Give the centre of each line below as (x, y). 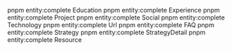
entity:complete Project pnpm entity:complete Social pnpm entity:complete (116, 17)
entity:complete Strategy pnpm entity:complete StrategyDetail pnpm (106, 32)
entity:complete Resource (45, 40)
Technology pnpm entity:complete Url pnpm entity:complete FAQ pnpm (111, 25)
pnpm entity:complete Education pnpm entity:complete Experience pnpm (114, 10)
